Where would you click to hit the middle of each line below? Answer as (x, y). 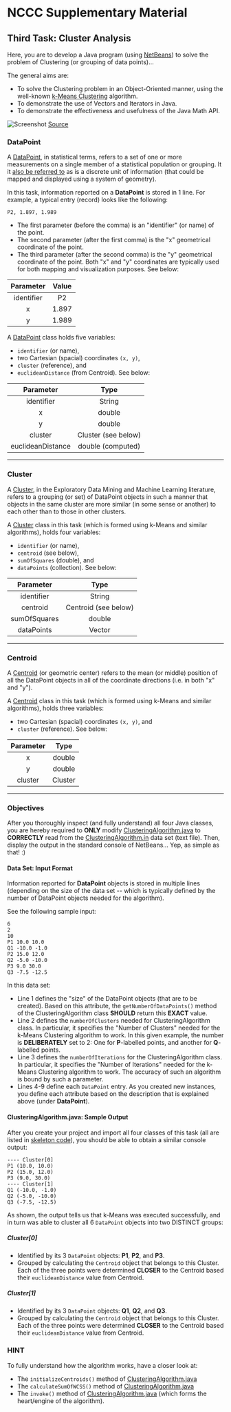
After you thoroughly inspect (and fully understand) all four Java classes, (111, 823)
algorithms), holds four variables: (54, 532)
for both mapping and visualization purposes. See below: (98, 269)
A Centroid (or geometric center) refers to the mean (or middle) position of (112, 673)
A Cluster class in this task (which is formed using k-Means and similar (107, 524)
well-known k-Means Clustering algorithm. (77, 96)
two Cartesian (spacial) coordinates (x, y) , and (85, 721)
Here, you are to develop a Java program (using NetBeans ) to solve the (108, 55)
